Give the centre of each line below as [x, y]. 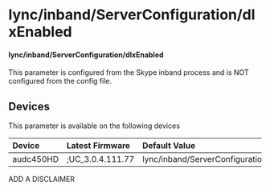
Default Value [168, 146]
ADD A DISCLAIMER [41, 180]
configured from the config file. [60, 81]
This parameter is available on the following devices [94, 126]
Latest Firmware [98, 146]
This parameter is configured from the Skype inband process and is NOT [129, 72]
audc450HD [35, 159]
